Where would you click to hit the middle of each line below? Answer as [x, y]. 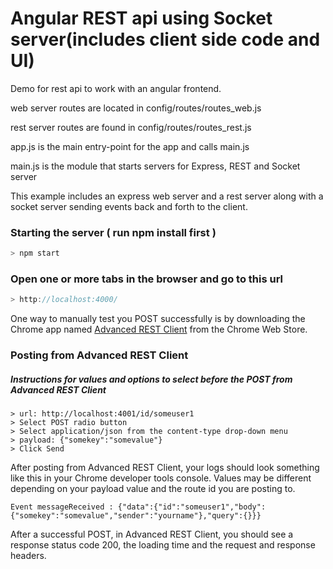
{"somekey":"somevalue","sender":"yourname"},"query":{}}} [136, 516]
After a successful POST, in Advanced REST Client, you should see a [152, 534]
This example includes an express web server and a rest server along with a [167, 196]
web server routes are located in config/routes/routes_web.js [136, 108]
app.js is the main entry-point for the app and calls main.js [130, 146]
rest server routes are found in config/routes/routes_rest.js [131, 127]
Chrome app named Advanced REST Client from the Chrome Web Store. [159, 329]
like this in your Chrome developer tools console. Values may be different [161, 478]
